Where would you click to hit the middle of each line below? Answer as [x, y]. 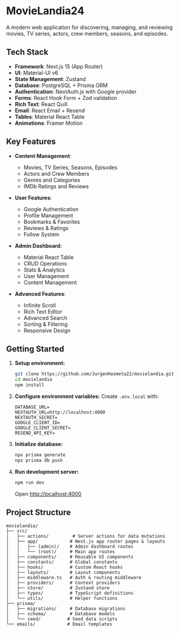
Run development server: [46, 471]
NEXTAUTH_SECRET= [36, 418]
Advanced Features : [40, 293]
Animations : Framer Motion [49, 123]
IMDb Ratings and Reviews [56, 186]
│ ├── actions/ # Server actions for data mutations [86, 537]
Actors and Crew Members [57, 173]
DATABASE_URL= [32, 407]
